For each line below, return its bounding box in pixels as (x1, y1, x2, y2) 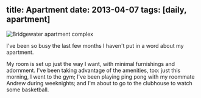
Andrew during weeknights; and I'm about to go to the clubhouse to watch (6, 79, 193, 87)
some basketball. (6, 86, 49, 93)
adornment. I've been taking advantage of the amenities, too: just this (6, 67, 181, 74)
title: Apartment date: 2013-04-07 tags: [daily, (6, 5, 187, 15)
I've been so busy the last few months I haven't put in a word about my (6, 42, 184, 49)
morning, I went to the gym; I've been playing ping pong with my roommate (6, 73, 195, 80)
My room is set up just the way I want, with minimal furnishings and (6, 60, 175, 67)
